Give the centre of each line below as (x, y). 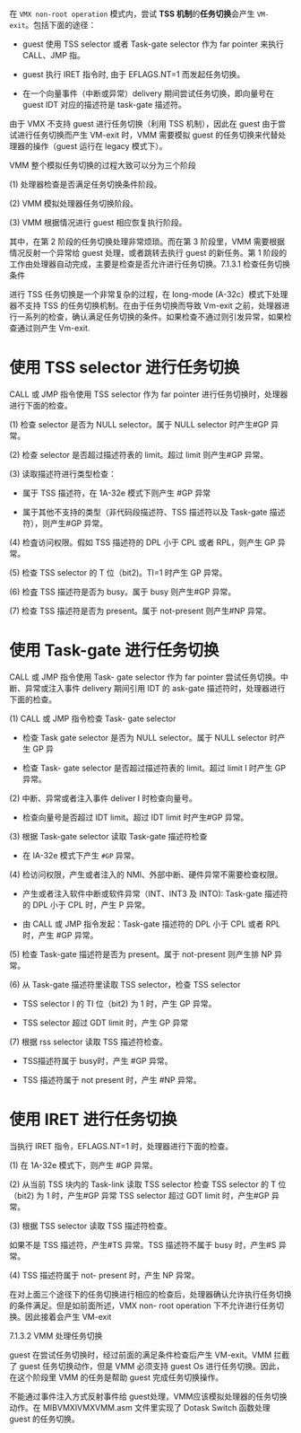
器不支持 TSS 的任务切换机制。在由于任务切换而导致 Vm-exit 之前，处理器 (146, 306)
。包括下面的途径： (61, 25)
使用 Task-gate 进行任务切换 (114, 651)
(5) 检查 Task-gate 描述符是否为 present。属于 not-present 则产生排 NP (141, 954)
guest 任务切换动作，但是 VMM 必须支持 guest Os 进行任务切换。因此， (152, 1366)
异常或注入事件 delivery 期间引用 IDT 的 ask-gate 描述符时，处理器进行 (155, 689)
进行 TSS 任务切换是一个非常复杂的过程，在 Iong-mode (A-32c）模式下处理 (149, 295)
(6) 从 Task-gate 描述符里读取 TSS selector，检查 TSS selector (125, 985)
